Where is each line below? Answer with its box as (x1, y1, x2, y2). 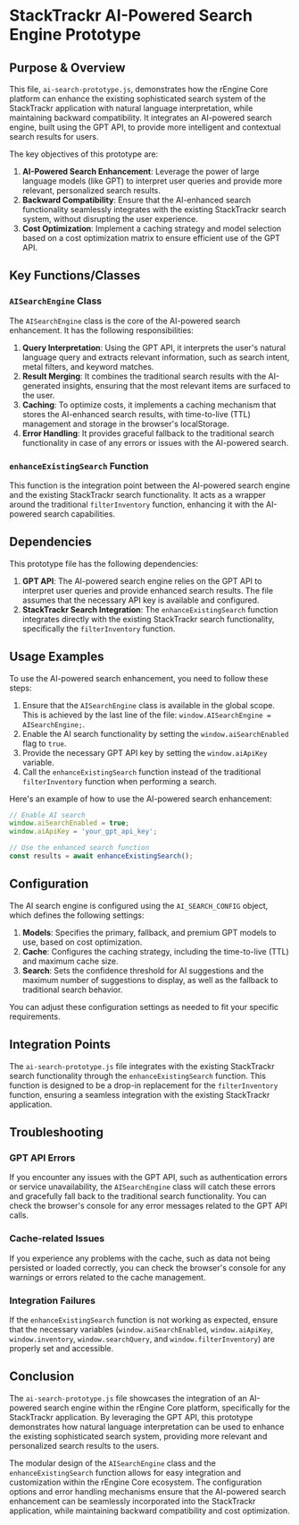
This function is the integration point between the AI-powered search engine (9, 480, 291, 491)
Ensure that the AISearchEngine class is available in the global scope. (21, 699, 275, 710)
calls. (9, 1210, 29, 1221)
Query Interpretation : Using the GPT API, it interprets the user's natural (21, 342, 287, 353)
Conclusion (9, 1369, 75, 1384)
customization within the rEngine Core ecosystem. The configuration (9, 1477, 262, 1487)
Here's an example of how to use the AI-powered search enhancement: (9, 793, 272, 804)
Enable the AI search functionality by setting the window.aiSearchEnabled (21, 728, 289, 739)
